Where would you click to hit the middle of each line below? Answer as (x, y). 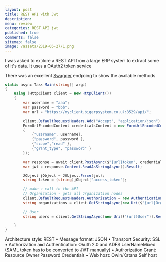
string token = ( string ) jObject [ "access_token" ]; (75, 180)
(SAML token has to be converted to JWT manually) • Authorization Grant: (81, 250)
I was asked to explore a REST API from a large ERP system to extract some (82, 60)
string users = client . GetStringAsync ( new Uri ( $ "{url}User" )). (89, 216)
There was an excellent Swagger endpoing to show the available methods (80, 75)
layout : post (19, 10)
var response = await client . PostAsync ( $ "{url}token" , (81, 162)
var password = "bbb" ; (46, 107)
